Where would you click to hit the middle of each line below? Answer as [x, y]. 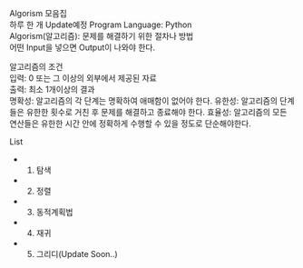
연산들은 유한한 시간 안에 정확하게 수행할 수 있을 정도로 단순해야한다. [130, 124]
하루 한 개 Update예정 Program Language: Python [101, 25]
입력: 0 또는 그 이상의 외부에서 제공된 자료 [83, 78]
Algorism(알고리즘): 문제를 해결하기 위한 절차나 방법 [102, 36]
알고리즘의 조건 [36, 67]
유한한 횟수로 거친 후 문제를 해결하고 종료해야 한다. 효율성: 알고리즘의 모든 [156, 112]
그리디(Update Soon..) [77, 254]
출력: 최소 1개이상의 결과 [52, 89]
